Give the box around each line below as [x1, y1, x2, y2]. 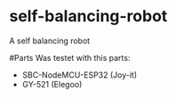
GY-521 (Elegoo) [21, 79, 83, 89]
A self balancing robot [9, 35, 91, 46]
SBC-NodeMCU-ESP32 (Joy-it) [21, 69, 138, 80]
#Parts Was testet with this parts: [9, 52, 131, 63]
